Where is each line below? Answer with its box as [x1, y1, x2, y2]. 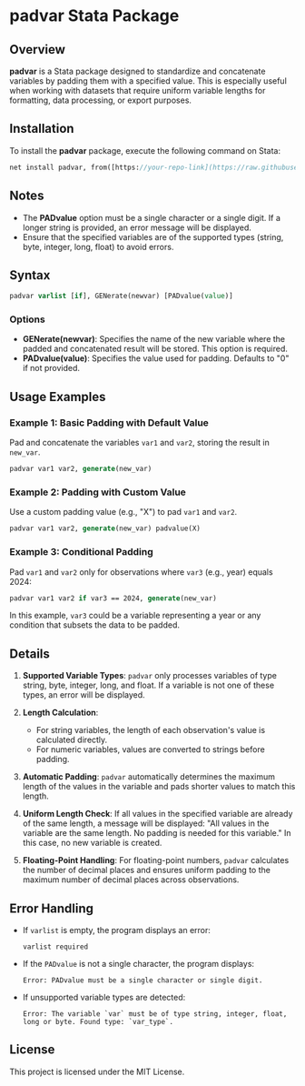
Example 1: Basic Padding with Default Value [9, 416, 209, 428]
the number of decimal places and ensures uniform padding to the [22, 865, 271, 876]
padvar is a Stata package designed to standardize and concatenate [9, 65, 266, 76]
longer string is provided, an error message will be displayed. [22, 222, 252, 233]
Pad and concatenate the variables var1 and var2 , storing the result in [9, 437, 270, 448]
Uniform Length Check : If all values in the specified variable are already [22, 809, 293, 820]
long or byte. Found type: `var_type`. [22, 1018, 174, 1027]
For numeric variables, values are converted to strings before [35, 744, 265, 755]
